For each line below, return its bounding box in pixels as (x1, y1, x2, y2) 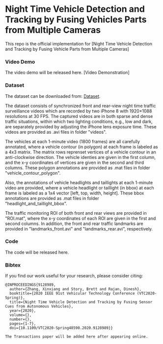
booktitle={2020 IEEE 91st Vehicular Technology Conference (9, 291, 135, 296)
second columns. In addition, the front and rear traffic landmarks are (5, 221, 143, 227)
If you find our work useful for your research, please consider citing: (5, 273, 143, 279)
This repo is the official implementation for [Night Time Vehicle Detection (5, 40, 152, 46)
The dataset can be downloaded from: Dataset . (5, 93, 101, 99)
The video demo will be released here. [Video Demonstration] (5, 70, 130, 76)
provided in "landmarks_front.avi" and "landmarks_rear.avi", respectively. (5, 226, 153, 231)
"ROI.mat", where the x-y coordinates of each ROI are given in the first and (5, 215, 156, 221)
